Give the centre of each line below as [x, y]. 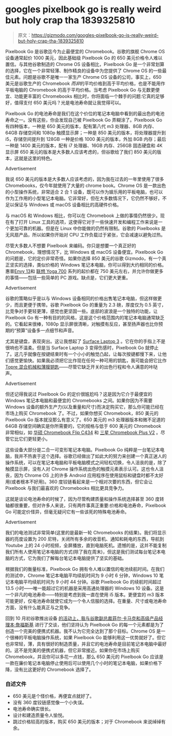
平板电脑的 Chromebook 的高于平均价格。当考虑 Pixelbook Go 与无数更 [80, 90]
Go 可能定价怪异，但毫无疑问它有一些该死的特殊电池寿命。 [67, 512]
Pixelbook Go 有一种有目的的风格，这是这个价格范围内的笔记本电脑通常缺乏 [85, 317]
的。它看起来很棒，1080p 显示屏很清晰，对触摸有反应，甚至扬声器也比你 [82, 324]
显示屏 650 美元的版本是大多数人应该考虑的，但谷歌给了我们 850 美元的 [81, 151]
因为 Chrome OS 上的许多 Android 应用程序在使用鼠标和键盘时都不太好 [89, 475]
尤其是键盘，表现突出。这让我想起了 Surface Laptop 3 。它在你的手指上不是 [85, 341]
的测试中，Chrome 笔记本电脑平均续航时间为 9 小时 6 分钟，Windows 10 [82, 575]
